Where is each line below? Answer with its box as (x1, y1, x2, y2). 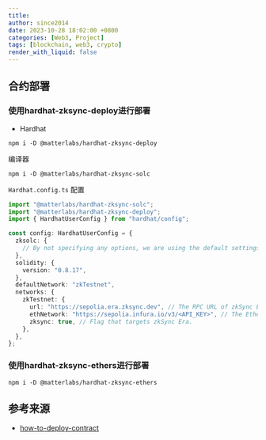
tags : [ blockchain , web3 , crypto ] (8, 41, 123, 49)
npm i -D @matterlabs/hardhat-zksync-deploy (8, 139, 158, 147)
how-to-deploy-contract (19, 423, 99, 433)
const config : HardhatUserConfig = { (8, 229, 133, 237)
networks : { (15, 288, 55, 297)
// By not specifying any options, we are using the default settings (22, 245, 260, 252)
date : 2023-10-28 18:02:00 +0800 (8, 26, 119, 34)
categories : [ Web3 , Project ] (8, 33, 104, 42)
